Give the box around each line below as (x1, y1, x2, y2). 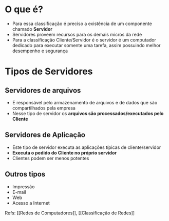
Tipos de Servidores (5, 65, 93, 77)
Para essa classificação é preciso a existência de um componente (12, 20, 152, 27)
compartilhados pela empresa (12, 105, 76, 111)
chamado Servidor (12, 26, 52, 32)
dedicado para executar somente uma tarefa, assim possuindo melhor (12, 42, 161, 48)
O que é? (5, 4, 43, 15)
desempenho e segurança (12, 48, 68, 54)
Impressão (12, 183, 35, 190)
